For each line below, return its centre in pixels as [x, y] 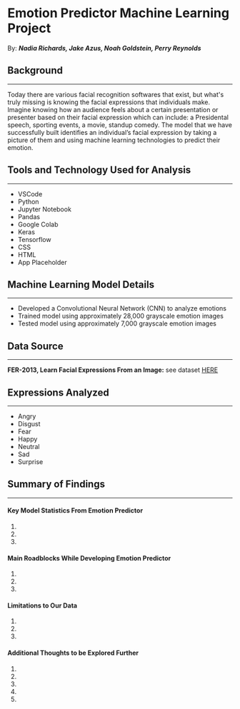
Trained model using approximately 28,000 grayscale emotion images [120, 316]
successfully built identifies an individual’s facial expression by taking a [112, 132]
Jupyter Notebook [44, 209]
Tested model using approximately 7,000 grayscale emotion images [117, 323]
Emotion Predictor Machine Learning [119, 13]
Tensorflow [34, 239]
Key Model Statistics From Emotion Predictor [75, 511]
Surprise [30, 462]
